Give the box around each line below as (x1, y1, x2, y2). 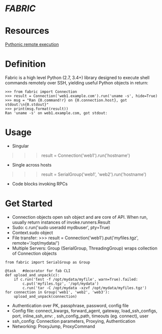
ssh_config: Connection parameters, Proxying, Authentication (12, 318, 135, 324)
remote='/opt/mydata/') (12, 240, 60, 246)
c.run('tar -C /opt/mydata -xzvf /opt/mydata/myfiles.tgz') (22, 285, 147, 291)
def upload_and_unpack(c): (5, 272, 60, 277)
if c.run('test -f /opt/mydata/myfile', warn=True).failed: (14, 277, 138, 282)
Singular (12, 143, 29, 149)
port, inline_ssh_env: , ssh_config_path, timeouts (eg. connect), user (12, 313, 149, 319)
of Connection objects (12, 250, 57, 256)
